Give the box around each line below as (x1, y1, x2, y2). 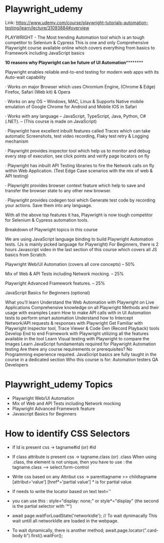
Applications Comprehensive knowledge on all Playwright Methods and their (5, 304, 159, 310)
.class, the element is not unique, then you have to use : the (12, 459, 133, 465)
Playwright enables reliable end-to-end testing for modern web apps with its (5, 69, 159, 75)
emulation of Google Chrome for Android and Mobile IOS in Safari (5, 103, 137, 109)
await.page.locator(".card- (105, 527, 159, 533)
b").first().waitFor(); (23, 532, 63, 538)
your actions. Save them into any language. (5, 202, 93, 208)
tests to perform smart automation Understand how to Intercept (5, 315, 133, 321)
